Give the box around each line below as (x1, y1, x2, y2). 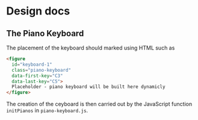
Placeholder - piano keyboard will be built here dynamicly (11, 84, 166, 90)
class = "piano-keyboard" (11, 67, 71, 73)
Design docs (6, 4, 70, 18)
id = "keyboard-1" (11, 62, 52, 68)
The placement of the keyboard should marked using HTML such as (6, 44, 175, 51)
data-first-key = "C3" (11, 72, 63, 79)
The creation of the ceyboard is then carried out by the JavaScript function (6, 101, 193, 108)
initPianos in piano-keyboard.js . (6, 107, 88, 114)
